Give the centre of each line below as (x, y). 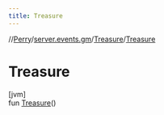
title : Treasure (36, 16)
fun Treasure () (32, 103)
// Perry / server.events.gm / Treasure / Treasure (82, 39)
